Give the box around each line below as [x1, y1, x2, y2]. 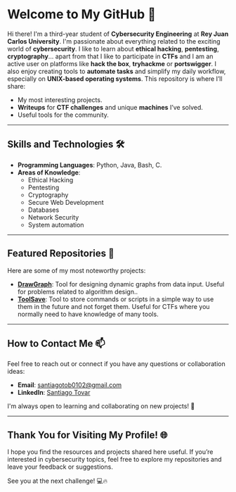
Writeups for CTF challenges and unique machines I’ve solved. [17, 103, 204, 111]
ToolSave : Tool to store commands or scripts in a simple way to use [17, 295, 214, 303]
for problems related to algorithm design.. [17, 287, 138, 296]
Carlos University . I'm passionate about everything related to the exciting [7, 37, 221, 45]
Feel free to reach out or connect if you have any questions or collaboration [7, 360, 226, 368]
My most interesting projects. [17, 95, 103, 104]
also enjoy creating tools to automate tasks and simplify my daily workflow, [7, 67, 226, 75]
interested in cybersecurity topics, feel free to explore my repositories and [7, 455, 222, 464]
